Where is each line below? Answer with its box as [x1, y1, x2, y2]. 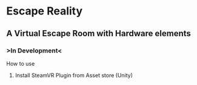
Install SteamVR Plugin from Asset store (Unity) [15, 71, 133, 79]
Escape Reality [6, 4, 83, 18]
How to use [6, 60, 35, 67]
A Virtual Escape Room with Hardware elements [6, 28, 191, 39]
